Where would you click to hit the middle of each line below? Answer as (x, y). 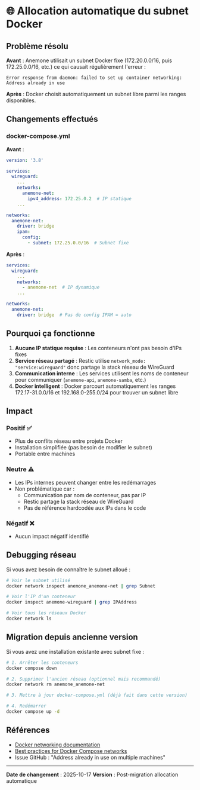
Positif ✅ (19, 428)
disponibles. (21, 100)
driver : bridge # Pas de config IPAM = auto (74, 315)
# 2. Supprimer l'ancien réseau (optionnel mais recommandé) (84, 679)
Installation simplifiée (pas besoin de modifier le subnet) (84, 448)
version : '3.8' (25, 160)
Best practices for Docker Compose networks (71, 751)
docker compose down (32, 668)
